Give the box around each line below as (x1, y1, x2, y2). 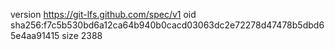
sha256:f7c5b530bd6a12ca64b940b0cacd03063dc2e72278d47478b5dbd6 (10, 19, 325, 31)
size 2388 (61, 30, 103, 41)
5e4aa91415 (10, 30, 60, 41)
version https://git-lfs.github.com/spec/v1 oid (10, 9, 197, 20)
